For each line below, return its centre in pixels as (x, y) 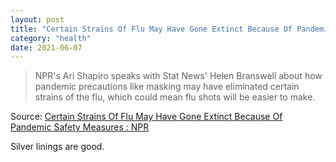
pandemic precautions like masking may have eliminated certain (167, 87)
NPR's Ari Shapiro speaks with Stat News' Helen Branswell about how (178, 76)
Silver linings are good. (57, 147)
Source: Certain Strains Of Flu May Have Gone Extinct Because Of (146, 117)
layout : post (37, 19)
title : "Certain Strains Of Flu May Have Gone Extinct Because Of (151, 29)
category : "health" (51, 38)
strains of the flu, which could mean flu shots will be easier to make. (175, 97)
